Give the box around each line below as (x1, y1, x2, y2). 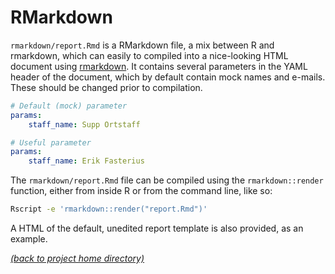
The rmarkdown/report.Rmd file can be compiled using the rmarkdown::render (10, 174, 324, 186)
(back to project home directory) (10, 252, 145, 265)
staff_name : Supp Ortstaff (28, 119, 141, 130)
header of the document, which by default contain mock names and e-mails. (10, 71, 326, 83)
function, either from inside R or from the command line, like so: (10, 185, 273, 197)
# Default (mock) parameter (10, 101, 128, 111)
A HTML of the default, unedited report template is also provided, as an (10, 222, 304, 235)
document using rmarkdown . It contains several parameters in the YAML (10, 60, 308, 72)
